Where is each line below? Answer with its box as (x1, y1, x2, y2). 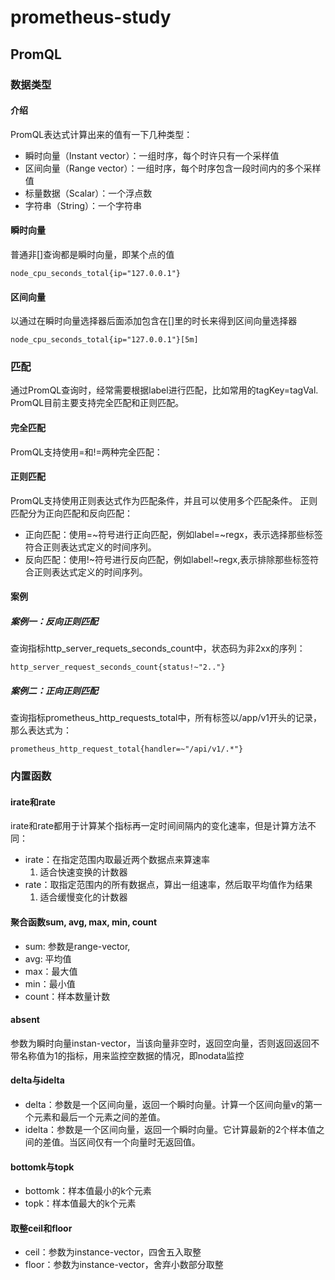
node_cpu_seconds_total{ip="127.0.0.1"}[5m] (10, 335, 199, 345)
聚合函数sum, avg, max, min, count (10, 916, 158, 928)
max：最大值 (24, 965, 78, 977)
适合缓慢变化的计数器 (39, 891, 128, 903)
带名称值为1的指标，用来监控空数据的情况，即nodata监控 (10, 1049, 245, 1061)
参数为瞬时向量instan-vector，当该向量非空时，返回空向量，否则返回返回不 (10, 1037, 320, 1049)
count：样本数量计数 (24, 990, 111, 1002)
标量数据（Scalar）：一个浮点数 (24, 187, 153, 199)
